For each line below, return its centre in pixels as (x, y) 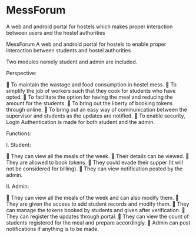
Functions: (19, 133)
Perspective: (21, 73)
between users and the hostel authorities (56, 32)
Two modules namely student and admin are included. (72, 62)
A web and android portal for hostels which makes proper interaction (89, 26)
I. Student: (19, 145)
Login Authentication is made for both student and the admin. (80, 122)
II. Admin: (18, 186)
